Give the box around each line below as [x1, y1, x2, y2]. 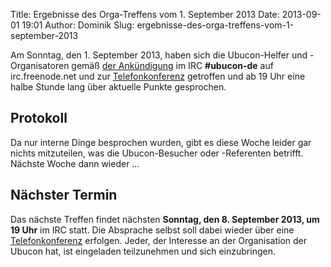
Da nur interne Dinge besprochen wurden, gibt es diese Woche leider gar [10, 136, 312, 148]
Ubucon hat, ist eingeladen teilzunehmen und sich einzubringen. [10, 245, 276, 257]
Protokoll [10, 110, 68, 127]
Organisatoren [10, 60, 70, 71]
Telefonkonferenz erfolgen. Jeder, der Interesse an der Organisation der [10, 234, 308, 246]
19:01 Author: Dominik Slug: [21, 19, 135, 31]
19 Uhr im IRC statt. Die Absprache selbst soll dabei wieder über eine [10, 224, 295, 236]
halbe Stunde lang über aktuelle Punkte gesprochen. [10, 81, 227, 93]
